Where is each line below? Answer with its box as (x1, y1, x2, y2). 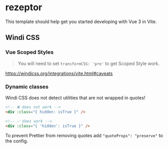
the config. (5, 138, 28, 144)
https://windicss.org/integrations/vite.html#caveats (5, 70, 113, 76)
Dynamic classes (5, 83, 49, 90)
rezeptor (5, 2, 42, 13)
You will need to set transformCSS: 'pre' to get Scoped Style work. (17, 60, 160, 67)
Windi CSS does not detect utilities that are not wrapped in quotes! (5, 94, 146, 101)
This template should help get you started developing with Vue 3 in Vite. (5, 18, 157, 25)
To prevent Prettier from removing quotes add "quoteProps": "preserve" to (5, 133, 163, 139)
